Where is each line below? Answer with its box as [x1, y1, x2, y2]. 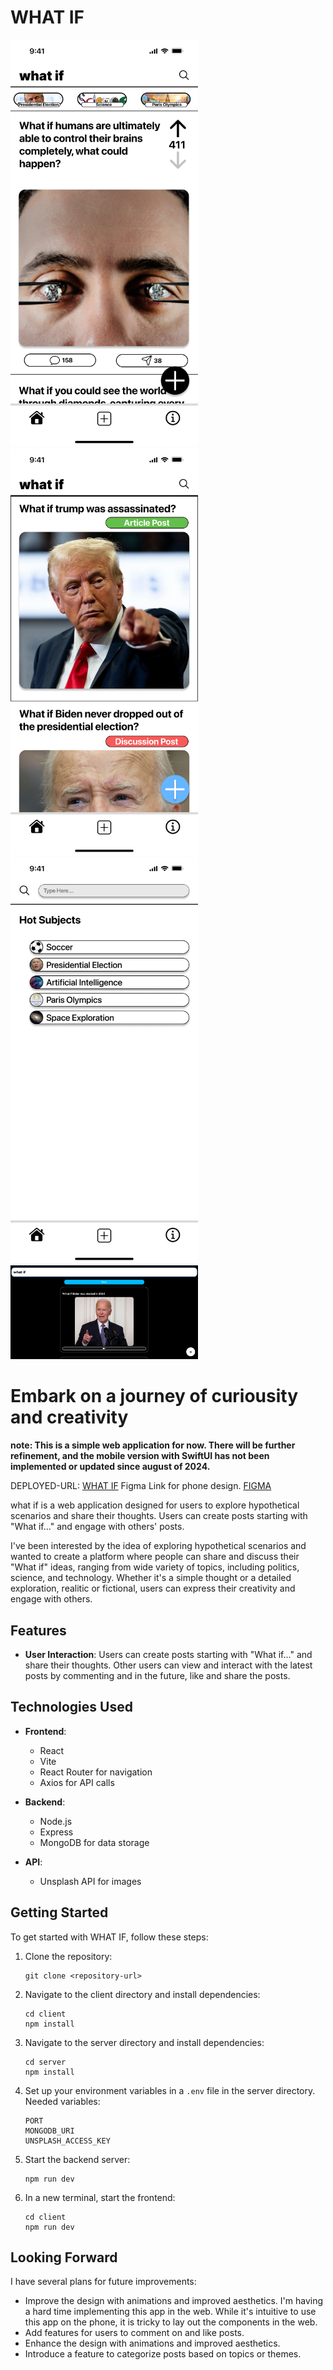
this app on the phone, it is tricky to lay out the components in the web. [24, 2316, 318, 2328]
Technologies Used [10, 1699, 133, 1716]
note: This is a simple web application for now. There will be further [10, 1439, 296, 1451]
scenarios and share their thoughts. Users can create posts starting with [10, 1510, 308, 1522]
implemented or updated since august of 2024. [10, 1461, 211, 1473]
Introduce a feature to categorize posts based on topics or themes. [24, 2348, 302, 2360]
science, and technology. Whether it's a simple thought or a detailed [10, 1572, 292, 1584]
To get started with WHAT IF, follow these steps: [10, 1931, 209, 1943]
